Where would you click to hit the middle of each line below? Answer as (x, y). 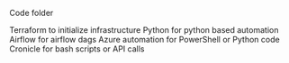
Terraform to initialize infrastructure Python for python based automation (144, 30)
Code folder (32, 13)
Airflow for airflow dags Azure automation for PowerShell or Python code (145, 39)
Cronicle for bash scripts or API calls (77, 49)
